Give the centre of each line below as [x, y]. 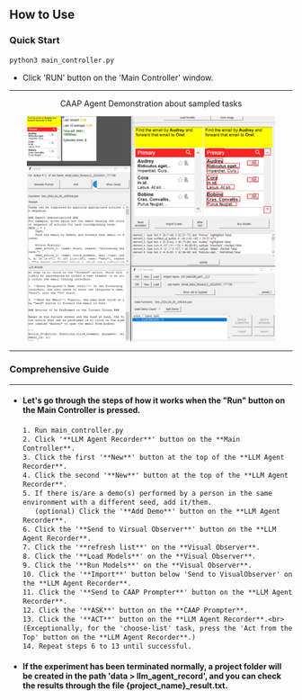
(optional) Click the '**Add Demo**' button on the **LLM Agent [157, 512]
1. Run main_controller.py [73, 431]
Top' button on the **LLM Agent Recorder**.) [109, 638]
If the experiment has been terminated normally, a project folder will [152, 666]
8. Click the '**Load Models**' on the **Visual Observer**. [139, 557]
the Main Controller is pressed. [81, 410]
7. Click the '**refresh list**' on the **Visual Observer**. [141, 548]
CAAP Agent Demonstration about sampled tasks [151, 103]
